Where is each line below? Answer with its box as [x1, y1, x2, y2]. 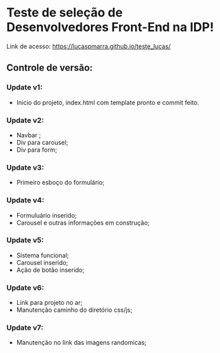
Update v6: [6, 283, 45, 293]
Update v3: [6, 163, 45, 172]
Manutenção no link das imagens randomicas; [16, 339, 147, 347]
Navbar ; [16, 130, 41, 139]
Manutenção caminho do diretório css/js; [16, 306, 133, 314]
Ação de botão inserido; [16, 266, 85, 274]
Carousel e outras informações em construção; [16, 218, 150, 227]
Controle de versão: [6, 62, 93, 73]
